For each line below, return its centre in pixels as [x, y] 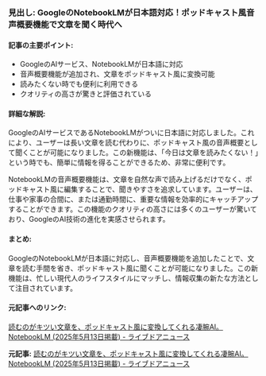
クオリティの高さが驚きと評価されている [86, 94]
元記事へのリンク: [37, 308]
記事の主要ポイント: [41, 45]
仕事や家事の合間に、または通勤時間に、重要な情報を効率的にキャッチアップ [133, 200]
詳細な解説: [27, 114]
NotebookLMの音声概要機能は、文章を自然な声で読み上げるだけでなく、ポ [130, 180]
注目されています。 [46, 288]
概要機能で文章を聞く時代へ [69, 24]
